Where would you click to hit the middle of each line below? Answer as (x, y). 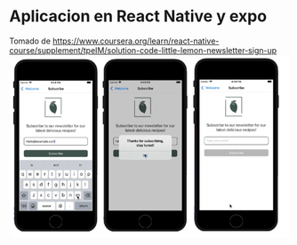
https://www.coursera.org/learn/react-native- (136, 41)
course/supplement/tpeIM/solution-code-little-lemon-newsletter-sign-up (143, 50)
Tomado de (30, 41)
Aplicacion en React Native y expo (138, 16)
